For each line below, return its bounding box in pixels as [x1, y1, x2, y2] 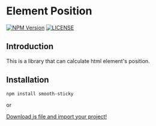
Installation [6, 75, 49, 85]
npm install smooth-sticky [6, 91, 74, 97]
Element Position [6, 4, 92, 18]
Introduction [6, 41, 54, 52]
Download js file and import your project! [6, 113, 107, 120]
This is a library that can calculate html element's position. [6, 57, 150, 64]
